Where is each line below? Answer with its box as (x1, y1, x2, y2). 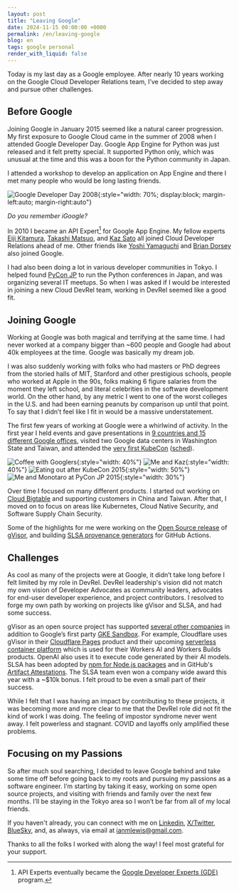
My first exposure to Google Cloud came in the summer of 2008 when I (7, 132, 217, 141)
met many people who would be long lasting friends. (7, 176, 161, 185)
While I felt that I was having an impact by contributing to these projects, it (7, 696, 225, 705)
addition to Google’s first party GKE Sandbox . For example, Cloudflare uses (7, 629, 228, 638)
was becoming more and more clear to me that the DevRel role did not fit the (7, 704, 232, 713)
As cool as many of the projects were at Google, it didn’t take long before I (7, 570, 225, 579)
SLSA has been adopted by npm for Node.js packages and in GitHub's (7, 660, 213, 668)
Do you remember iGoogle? (7, 211, 88, 220)
